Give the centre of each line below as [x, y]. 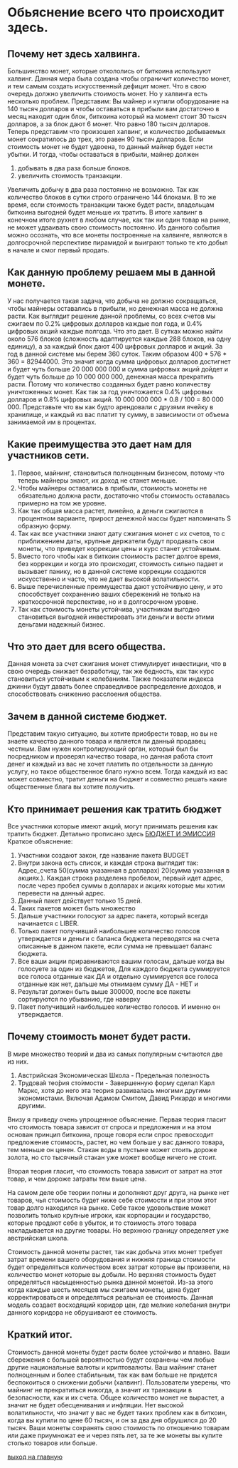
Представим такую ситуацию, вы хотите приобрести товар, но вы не [113, 734]
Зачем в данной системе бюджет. [87, 716]
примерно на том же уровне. [62, 503]
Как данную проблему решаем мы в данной [112, 273]
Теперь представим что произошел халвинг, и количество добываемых [117, 132]
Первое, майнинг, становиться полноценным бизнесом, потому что [121, 473]
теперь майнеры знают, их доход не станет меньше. [97, 480]
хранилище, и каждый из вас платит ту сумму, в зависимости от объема [118, 414]
